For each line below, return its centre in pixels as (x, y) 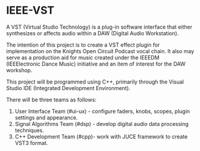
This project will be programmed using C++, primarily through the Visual (95, 82)
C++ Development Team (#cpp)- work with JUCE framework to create (101, 136)
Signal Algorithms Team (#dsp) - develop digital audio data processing (102, 124)
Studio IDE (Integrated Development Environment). (68, 88)
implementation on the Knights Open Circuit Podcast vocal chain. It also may (100, 51)
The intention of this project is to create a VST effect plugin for (83, 45)
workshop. (19, 70)
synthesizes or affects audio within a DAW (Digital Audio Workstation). (93, 33)
